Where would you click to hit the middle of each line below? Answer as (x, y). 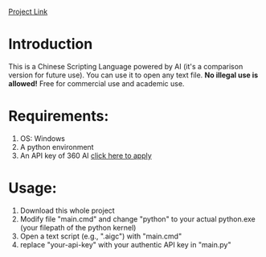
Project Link (28, 12)
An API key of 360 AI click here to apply (86, 155)
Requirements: (59, 116)
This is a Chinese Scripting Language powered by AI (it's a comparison (126, 66)
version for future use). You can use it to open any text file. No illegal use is (133, 75)
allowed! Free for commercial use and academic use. (96, 83)
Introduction (51, 44)
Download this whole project (67, 210)
